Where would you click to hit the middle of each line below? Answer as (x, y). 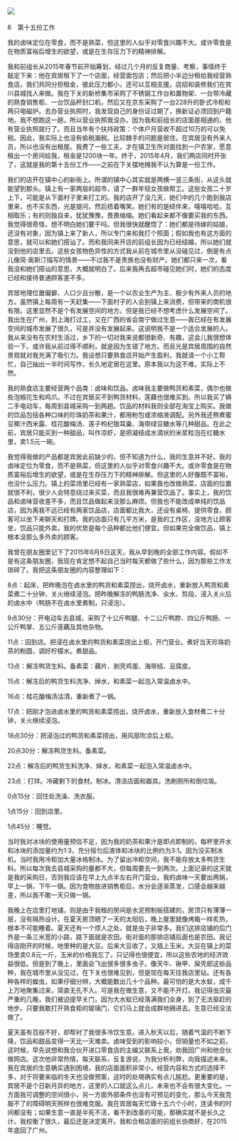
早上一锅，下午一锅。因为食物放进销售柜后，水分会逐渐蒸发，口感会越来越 (116, 886)
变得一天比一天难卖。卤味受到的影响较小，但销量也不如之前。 (141, 1041)
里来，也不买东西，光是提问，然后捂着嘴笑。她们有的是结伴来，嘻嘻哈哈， (116, 206)
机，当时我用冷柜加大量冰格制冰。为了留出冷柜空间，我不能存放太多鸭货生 (116, 859)
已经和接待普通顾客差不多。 (48, 277)
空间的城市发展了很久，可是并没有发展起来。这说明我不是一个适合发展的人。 (119, 328)
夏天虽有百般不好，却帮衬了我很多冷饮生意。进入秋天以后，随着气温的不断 (116, 1032)
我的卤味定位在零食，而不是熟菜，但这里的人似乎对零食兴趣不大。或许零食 (116, 42)
